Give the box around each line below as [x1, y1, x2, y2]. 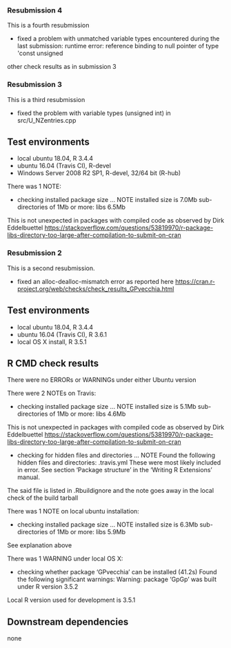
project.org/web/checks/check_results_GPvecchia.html [17, 285, 174, 293]
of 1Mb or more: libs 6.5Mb [49, 203, 126, 212]
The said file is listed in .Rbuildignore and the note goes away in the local [7, 487, 214, 495]
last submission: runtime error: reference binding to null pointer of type [17, 42, 219, 50]
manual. [17, 473, 40, 481]
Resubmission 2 [7, 248, 62, 258]
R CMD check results [7, 357, 99, 369]
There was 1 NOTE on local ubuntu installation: [7, 507, 139, 516]
